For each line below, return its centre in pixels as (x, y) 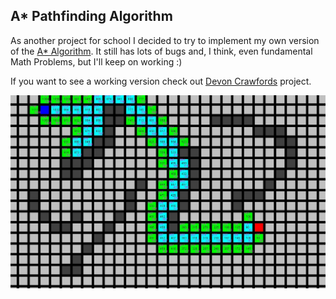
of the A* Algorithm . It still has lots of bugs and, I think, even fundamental (161, 51)
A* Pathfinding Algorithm (91, 16)
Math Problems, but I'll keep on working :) (96, 61)
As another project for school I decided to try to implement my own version (165, 40)
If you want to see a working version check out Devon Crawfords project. (161, 81)
